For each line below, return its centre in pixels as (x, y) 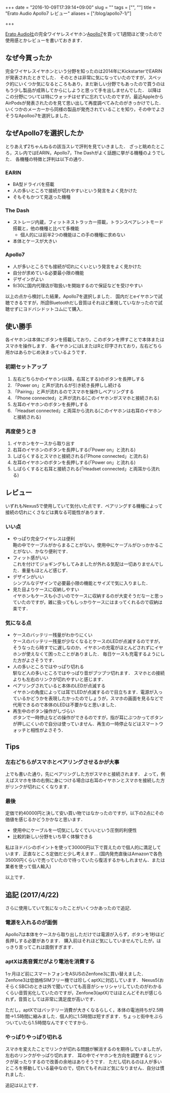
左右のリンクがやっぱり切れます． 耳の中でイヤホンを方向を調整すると (79, 1055)
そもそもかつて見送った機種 (42, 197)
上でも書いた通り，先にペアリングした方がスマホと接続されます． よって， (83, 774)
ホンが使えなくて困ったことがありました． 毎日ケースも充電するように (87, 654)
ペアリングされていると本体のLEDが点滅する (59, 686)
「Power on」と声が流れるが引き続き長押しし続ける (67, 385)
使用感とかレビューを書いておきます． (45, 40)
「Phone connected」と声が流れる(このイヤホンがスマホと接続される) (86, 398)
